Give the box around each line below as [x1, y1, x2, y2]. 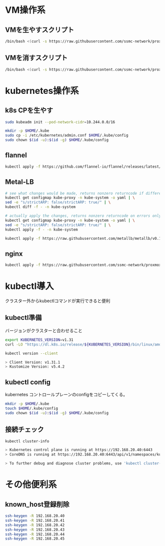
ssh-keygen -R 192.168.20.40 [5, 514, 65, 518]
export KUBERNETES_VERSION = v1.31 [5, 337, 74, 342]
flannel [5, 151, 27, 160]
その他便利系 [5, 479, 57, 490]
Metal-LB [5, 178, 34, 186]
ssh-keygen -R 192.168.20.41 [5, 518, 65, 523]
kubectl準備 [5, 314, 42, 322]
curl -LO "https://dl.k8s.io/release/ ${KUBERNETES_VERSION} [5, 342, 131, 347]
